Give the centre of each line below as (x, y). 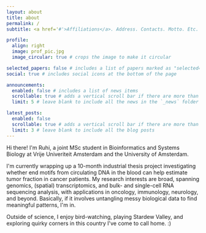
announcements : (26, 85)
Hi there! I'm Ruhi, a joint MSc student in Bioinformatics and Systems (93, 147)
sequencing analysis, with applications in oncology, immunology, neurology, (102, 192)
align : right (29, 46)
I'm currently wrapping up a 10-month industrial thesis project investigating (101, 166)
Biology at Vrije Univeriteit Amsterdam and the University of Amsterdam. (97, 154)
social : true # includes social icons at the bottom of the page (91, 74)
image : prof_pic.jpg (38, 52)
